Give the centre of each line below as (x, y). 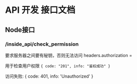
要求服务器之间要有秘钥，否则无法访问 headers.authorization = (69, 55)
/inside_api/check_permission (42, 44)
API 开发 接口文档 (40, 10)
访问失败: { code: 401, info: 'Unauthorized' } (49, 76)
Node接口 (20, 30)
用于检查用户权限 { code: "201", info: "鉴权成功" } (58, 66)
